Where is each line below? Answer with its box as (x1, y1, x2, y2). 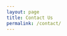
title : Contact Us (6, 15, 53, 21)
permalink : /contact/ (6, 20, 62, 26)
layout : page (6, 9, 40, 15)
